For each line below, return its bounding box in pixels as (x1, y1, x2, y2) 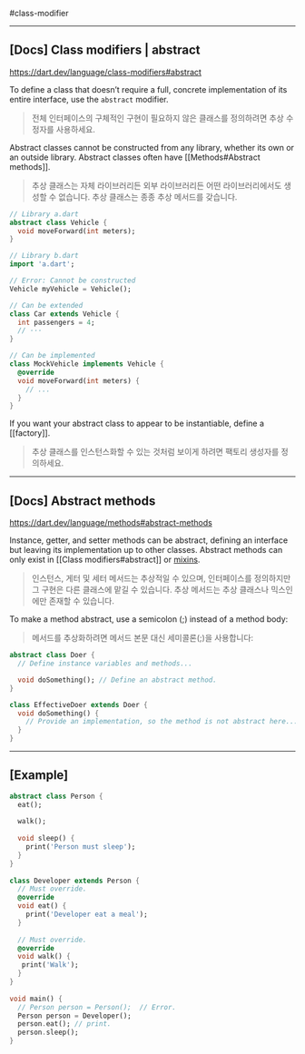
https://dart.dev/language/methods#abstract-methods (9, 517, 213, 528)
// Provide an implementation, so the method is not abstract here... (25, 717, 299, 726)
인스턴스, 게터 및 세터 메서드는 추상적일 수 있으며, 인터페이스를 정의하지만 (31, 573, 291, 584)
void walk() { (17, 952, 71, 961)
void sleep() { (17, 834, 75, 843)
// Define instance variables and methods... (17, 659, 193, 668)
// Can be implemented (9, 351, 95, 360)
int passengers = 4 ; (17, 318, 95, 327)
